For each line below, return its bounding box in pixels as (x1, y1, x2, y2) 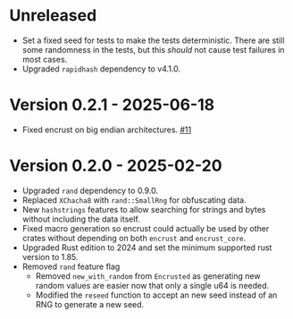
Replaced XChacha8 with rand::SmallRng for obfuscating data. (21, 194, 247, 206)
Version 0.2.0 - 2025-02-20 (9, 155, 222, 176)
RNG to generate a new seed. (35, 298, 145, 309)
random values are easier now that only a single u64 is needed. (35, 280, 270, 290)
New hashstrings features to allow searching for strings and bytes (21, 204, 266, 214)
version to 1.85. (21, 251, 79, 262)
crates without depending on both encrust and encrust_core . (21, 232, 247, 243)
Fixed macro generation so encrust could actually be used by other (21, 222, 270, 233)
